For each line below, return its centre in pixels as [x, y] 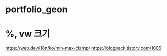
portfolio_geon [36, 9]
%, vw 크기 [28, 34]
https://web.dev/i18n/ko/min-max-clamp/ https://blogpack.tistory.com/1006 [83, 48]
